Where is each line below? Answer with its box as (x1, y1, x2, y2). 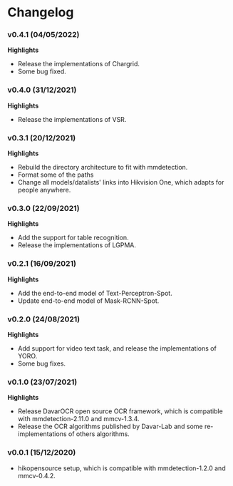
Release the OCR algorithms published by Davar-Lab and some (17, 422, 203, 431)
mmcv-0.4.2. (17, 471, 56, 480)
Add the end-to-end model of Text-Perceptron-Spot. (17, 289, 172, 297)
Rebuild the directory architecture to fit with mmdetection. (17, 163, 188, 172)
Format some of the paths (17, 170, 94, 179)
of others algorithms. (68, 430, 130, 438)
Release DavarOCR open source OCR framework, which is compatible (17, 407, 223, 415)
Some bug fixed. (17, 67, 66, 76)
